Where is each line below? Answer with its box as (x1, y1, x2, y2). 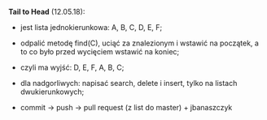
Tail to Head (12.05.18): (8, 7, 85, 16)
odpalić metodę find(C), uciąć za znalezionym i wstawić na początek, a (20, 38, 259, 48)
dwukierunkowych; (20, 87, 85, 96)
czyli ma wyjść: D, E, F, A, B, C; (20, 62, 125, 72)
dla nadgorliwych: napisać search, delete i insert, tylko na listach (20, 79, 238, 88)
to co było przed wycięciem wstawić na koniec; (20, 47, 180, 56)
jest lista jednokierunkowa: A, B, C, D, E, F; (20, 23, 163, 32)
